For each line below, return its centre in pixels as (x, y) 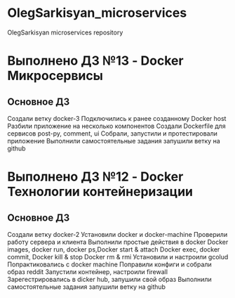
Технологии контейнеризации (100, 192)
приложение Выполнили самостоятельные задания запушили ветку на (114, 141)
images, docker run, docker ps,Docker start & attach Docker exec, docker (114, 249)
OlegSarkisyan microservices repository (65, 32)
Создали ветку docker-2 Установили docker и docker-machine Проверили (117, 234)
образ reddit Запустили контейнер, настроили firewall (88, 271)
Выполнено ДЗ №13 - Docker (95, 61)
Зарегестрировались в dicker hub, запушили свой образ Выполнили (109, 279)
